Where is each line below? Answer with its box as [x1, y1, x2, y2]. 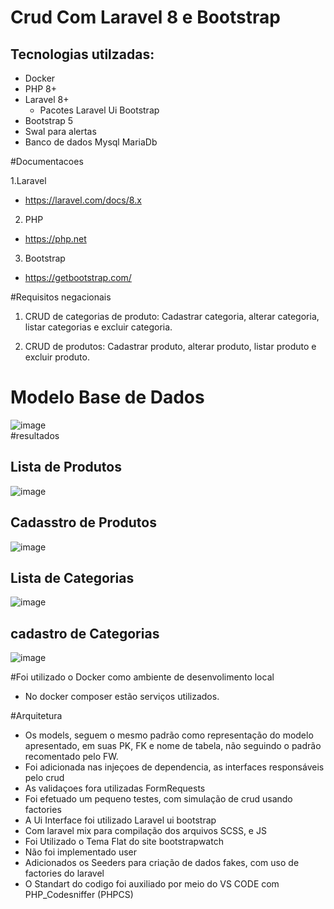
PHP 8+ [24, 83, 57, 95]
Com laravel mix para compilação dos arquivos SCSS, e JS [24, 825, 267, 837]
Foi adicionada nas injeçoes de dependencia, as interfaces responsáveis [24, 761, 325, 773]
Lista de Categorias [10, 569, 135, 586]
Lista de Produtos [10, 459, 122, 476]
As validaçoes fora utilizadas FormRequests [24, 782, 206, 795]
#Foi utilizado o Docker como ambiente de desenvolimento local [10, 671, 275, 683]
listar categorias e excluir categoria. [24, 321, 173, 333]
